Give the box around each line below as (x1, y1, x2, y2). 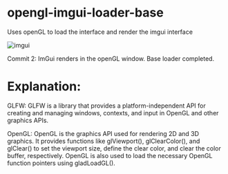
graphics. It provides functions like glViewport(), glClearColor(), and (7, 137, 200, 145)
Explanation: (7, 79, 82, 95)
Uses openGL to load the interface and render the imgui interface (7, 28, 193, 36)
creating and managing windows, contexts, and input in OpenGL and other (7, 108, 219, 117)
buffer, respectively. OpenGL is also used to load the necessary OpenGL (7, 151, 213, 159)
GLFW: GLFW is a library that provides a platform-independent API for (7, 101, 206, 110)
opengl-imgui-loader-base (7, 5, 164, 21)
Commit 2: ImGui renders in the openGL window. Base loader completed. (7, 54, 215, 63)
